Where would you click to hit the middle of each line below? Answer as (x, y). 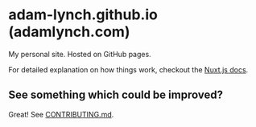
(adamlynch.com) (69, 32)
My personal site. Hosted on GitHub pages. (80, 54)
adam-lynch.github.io (83, 15)
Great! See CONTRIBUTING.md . (61, 114)
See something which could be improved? (116, 95)
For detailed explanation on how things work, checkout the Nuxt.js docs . (128, 69)
